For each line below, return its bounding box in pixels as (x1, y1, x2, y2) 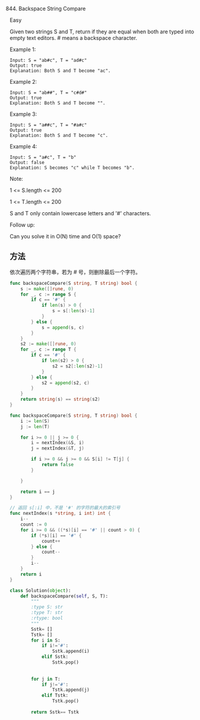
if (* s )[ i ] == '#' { (31, 532, 82, 539)
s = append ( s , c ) (41, 324, 85, 331)
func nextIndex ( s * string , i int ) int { (9, 511, 112, 517)
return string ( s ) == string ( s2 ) (20, 397, 100, 403)
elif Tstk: (41, 693, 69, 699)
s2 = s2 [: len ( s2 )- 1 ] (52, 363, 103, 369)
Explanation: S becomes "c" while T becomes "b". (9, 165, 135, 171)
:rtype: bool (31, 615, 64, 621)
